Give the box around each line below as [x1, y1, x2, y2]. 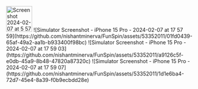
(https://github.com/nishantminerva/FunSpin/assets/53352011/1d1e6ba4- [6, 70, 184, 77]
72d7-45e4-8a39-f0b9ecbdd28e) [6, 77, 90, 83]
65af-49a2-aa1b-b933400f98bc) [6, 39, 87, 46]
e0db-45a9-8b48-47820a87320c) [6, 58, 91, 64]
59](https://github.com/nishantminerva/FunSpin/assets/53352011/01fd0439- [6, 32, 193, 39]
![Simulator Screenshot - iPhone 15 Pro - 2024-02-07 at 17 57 [33, 27, 183, 33]
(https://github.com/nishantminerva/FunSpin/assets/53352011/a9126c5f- [6, 51, 184, 58]
